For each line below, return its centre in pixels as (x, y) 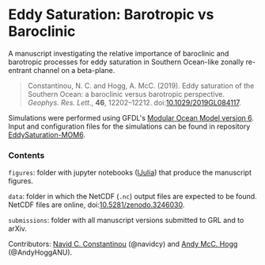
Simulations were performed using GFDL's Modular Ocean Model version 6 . (131, 117)
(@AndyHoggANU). (40, 252)
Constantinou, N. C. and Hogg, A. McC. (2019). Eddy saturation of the (141, 86)
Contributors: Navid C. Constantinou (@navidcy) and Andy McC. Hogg (123, 244)
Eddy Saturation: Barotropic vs (111, 15)
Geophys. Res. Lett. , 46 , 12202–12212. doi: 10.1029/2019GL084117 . (134, 102)
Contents (26, 155)
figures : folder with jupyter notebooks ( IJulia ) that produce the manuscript (130, 173)
